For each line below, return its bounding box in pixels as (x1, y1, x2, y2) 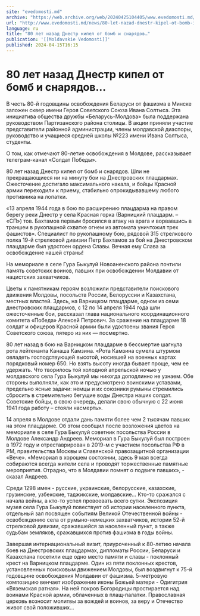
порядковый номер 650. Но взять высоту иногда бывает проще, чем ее (6, 359, 189, 367)
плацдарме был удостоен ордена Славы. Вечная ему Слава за (6, 242, 166, 250)
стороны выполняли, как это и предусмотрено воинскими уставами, (6, 378, 182, 386)
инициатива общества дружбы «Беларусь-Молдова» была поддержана (6, 113, 189, 120)
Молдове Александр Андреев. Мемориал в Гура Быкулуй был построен (6, 435, 190, 442)
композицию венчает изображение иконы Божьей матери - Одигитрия (6, 578, 187, 586)
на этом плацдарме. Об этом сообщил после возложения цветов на (6, 422, 180, 429)
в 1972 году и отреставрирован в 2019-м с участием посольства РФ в (6, 441, 185, 448)
